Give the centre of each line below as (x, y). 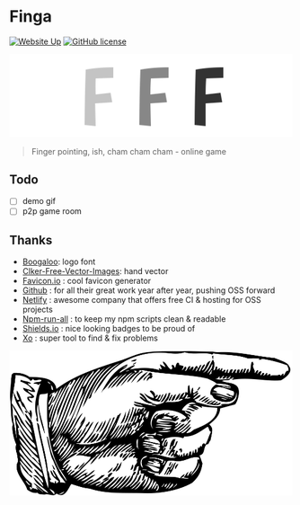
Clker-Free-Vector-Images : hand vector (95, 271)
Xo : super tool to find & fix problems (90, 338)
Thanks (31, 240)
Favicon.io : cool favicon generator (87, 281)
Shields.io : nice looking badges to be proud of (109, 329)
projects (38, 310)
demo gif (39, 201)
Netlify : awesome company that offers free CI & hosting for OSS (142, 300)
